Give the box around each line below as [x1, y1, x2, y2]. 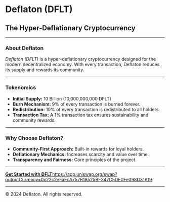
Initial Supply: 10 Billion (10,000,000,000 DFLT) [12, 95, 111, 102]
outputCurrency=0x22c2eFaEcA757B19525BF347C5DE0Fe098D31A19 [5, 176, 152, 182]
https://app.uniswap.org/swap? [52, 171, 117, 177]
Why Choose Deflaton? [5, 134, 63, 141]
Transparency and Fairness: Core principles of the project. [12, 157, 137, 163]
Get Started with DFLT [5, 171, 53, 177]
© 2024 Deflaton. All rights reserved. [5, 191, 82, 197]
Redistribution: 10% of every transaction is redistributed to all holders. [12, 106, 160, 112]
